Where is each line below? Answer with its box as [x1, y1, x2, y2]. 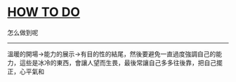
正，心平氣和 [7, 67, 44, 76]
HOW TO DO [7, 4, 81, 20]
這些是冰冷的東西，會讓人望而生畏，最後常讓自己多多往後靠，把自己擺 [19, 58, 223, 67]
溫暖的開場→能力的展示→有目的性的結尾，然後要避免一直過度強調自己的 [7, 50, 216, 58]
